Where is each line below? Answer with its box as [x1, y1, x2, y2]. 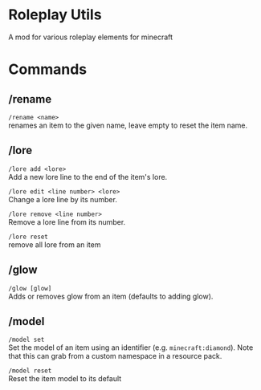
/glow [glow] [8, 284, 52, 292]
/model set [8, 335, 45, 344]
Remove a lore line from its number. [8, 217, 126, 226]
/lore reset [8, 233, 48, 241]
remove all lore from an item [8, 239, 101, 250]
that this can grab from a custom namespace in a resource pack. [8, 351, 222, 361]
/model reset [8, 367, 52, 375]
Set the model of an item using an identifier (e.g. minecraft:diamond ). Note [8, 343, 254, 352]
